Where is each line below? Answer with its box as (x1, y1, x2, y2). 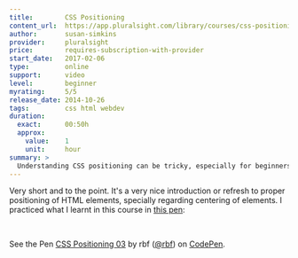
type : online (9, 63, 90, 72)
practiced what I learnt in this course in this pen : (9, 205, 185, 215)
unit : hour (25, 145, 82, 153)
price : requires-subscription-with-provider (9, 46, 204, 55)
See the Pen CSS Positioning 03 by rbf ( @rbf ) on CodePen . (9, 238, 226, 249)
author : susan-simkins (9, 29, 117, 38)
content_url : (9, 21, 58, 30)
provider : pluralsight (9, 37, 109, 47)
